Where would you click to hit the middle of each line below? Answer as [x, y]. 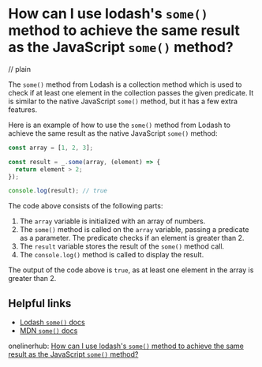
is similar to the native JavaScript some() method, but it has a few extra [123, 101]
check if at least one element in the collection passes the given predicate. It [131, 92]
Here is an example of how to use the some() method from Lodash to [120, 125]
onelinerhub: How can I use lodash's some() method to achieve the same [126, 346]
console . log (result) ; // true [58, 191]
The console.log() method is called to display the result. [112, 255]
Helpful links [40, 303]
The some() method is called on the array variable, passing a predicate [134, 230]
